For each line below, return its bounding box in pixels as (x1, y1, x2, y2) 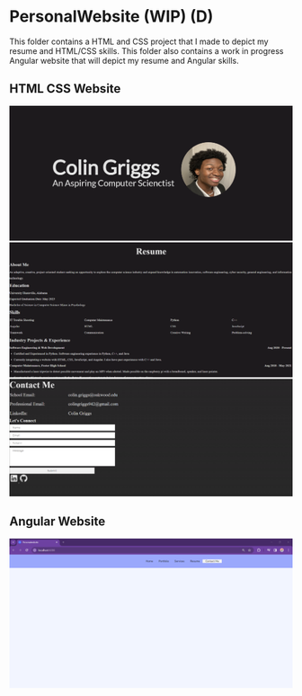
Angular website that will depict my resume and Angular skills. (9, 55, 240, 66)
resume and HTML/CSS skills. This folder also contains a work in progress (9, 45, 285, 56)
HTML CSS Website (9, 81, 121, 96)
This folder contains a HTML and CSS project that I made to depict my (9, 36, 269, 47)
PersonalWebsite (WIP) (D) (9, 6, 214, 27)
